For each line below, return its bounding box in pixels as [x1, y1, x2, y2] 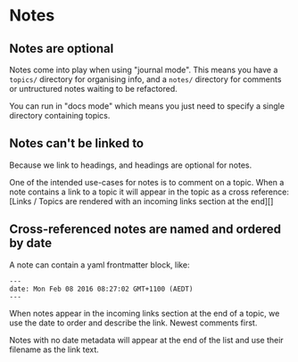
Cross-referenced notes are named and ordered [9, 222, 281, 237]
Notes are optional [9, 41, 114, 56]
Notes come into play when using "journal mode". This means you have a [9, 64, 278, 75]
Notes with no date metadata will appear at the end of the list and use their [9, 334, 284, 345]
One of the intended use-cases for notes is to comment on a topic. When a [9, 177, 285, 187]
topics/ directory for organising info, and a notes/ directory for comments [9, 74, 282, 85]
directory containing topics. [9, 111, 111, 120]
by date [9, 235, 52, 251]
